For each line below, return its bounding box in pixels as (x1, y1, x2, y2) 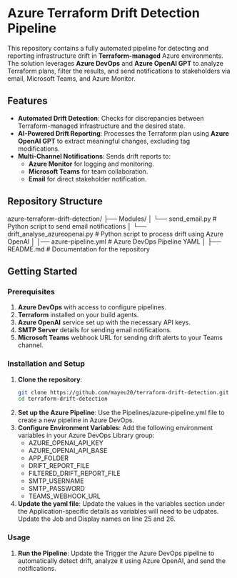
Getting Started (7, 265, 78, 277)
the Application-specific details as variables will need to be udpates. (17, 507, 219, 516)
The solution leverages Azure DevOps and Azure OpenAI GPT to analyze (7, 59, 223, 67)
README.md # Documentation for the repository (7, 244, 150, 253)
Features (7, 95, 48, 107)
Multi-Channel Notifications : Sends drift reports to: (17, 151, 171, 160)
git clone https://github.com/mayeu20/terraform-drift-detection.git (17, 389, 230, 396)
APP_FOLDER (28, 454, 69, 462)
